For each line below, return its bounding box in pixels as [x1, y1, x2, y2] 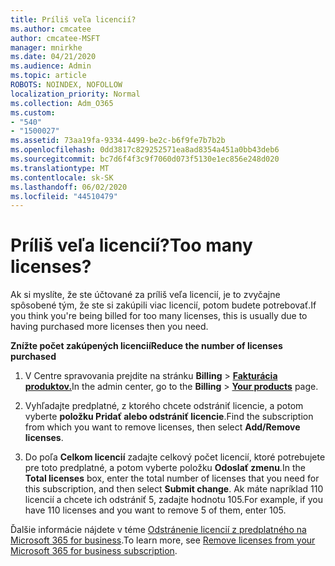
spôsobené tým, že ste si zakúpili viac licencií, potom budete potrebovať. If [10, 299, 317, 311]
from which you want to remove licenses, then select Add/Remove [24, 421, 301, 433]
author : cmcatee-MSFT [10, 33, 101, 43]
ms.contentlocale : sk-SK [10, 172, 114, 183]
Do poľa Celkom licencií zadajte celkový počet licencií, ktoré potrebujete [24, 451, 326, 463]
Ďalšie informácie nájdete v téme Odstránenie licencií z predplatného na [10, 524, 307, 536]
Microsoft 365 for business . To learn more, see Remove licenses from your [10, 534, 316, 546]
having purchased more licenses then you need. [10, 321, 209, 333]
